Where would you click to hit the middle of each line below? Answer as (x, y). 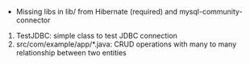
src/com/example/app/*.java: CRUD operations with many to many (126, 44)
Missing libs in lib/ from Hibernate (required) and (96, 12)
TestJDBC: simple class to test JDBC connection (96, 36)
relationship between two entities (71, 53)
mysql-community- (211, 12)
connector (33, 20)
